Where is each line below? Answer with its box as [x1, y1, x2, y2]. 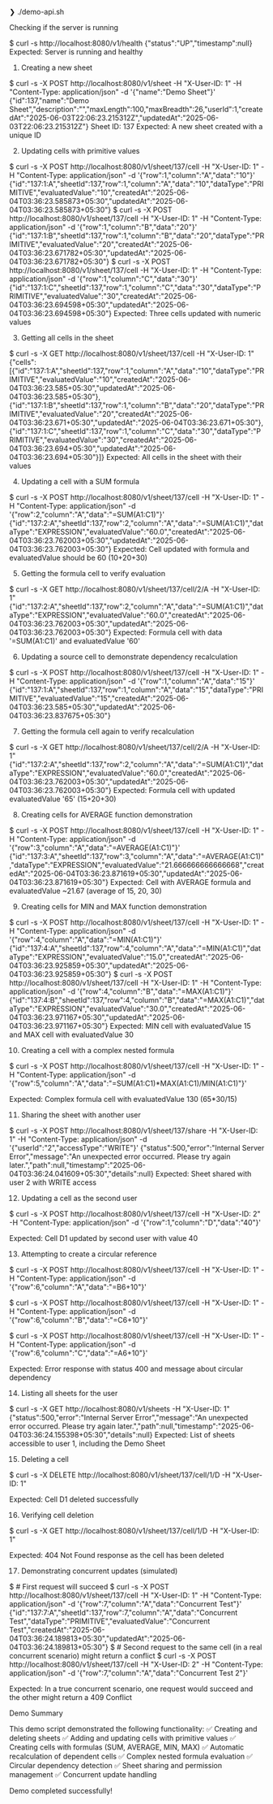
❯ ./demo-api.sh [9, 7, 65, 16]
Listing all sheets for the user [20, 1389, 118, 1398]
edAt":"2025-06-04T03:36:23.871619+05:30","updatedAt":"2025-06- [9, 869, 243, 878]
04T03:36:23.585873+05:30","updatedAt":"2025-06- [9, 197, 189, 206]
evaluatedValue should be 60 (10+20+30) [9, 553, 148, 562]
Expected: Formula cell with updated [113, 786, 236, 795]
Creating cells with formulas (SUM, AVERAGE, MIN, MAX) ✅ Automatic [9, 1742, 245, 1752]
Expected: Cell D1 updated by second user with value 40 [9, 1234, 198, 1242]
